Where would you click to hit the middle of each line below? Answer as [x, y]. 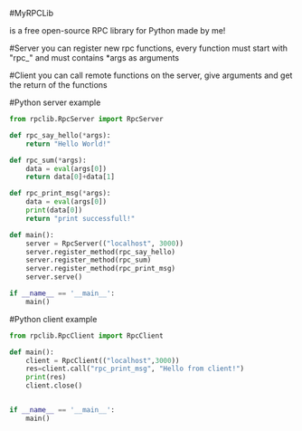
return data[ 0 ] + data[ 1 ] [71, 177]
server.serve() [54, 277]
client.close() [54, 386]
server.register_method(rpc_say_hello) [101, 252]
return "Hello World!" [68, 144]
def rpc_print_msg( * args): [60, 194]
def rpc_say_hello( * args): [60, 135]
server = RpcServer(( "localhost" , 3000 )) [104, 244]
